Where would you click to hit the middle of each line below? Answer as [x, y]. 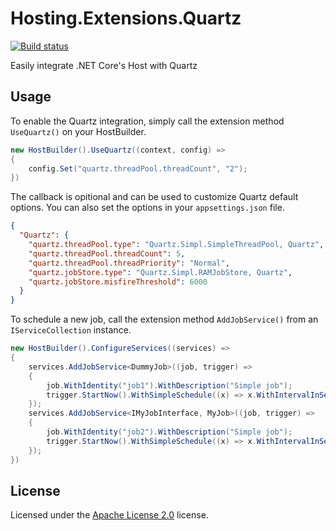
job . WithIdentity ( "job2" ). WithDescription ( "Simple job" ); [169, 432]
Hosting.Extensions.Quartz [126, 18]
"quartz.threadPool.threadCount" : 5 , [107, 253]
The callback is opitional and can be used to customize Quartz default [154, 197]
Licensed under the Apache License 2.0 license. [109, 515]
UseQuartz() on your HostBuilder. [78, 131]
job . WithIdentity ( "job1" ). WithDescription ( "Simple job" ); [169, 385]
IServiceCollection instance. [71, 330]
